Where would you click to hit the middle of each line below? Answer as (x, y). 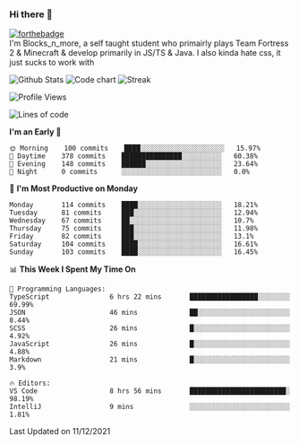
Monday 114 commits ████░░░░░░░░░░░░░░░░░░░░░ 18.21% (133, 205)
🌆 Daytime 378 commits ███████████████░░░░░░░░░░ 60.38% (133, 156)
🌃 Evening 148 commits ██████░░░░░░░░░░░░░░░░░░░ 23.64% (133, 164)
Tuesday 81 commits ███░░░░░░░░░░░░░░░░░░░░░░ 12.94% (133, 213)
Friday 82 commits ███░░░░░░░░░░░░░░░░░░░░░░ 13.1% (132, 237)
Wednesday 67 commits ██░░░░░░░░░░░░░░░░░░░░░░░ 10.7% (132, 221)
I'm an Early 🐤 (35, 132)
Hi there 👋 (31, 14)
